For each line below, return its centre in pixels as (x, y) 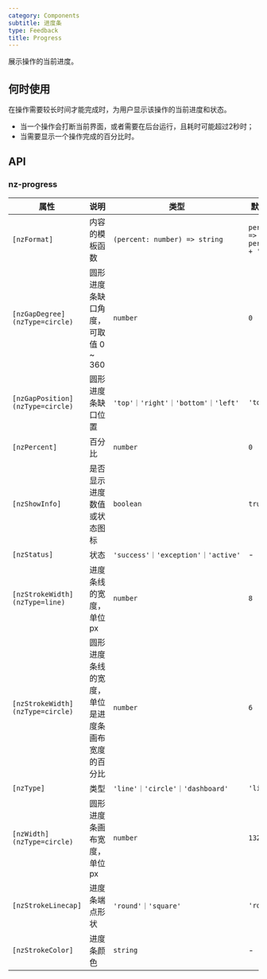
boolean (128, 503)
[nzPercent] (35, 447)
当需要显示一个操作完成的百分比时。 (79, 137)
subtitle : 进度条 (35, 23)
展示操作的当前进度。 (43, 61)
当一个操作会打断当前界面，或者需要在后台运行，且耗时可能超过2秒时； (137, 126)
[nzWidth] (31, 833)
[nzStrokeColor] (43, 950)
